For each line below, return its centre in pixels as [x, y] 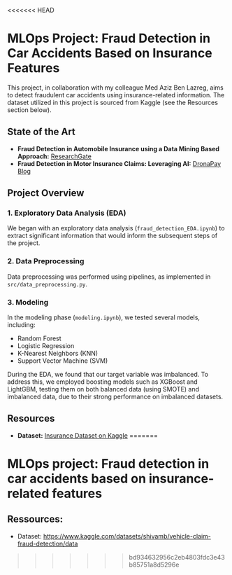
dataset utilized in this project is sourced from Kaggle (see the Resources [113, 102]
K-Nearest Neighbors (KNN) [58, 354]
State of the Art [41, 132]
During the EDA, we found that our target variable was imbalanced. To [108, 375]
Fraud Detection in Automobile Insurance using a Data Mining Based [118, 148]
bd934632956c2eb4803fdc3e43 [177, 557]
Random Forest [39, 338]
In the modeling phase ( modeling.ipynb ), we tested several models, [104, 317]
